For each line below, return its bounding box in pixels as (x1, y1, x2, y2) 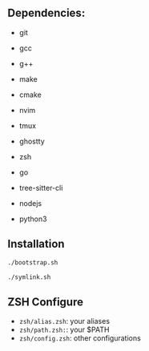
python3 (18, 214, 47, 224)
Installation (7, 237, 65, 251)
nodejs (18, 198, 42, 208)
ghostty (18, 136, 45, 146)
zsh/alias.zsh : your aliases (18, 317, 110, 326)
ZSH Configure (7, 295, 83, 309)
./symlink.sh (7, 272, 51, 281)
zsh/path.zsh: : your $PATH (18, 325, 110, 335)
